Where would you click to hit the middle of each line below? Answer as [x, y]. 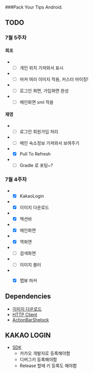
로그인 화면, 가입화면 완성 [44, 91]
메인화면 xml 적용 [37, 102]
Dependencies [28, 296]
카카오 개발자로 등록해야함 [45, 353]
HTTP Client [25, 315]
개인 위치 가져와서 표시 [42, 68]
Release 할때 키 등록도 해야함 [48, 366]
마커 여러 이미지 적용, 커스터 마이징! [54, 79]
